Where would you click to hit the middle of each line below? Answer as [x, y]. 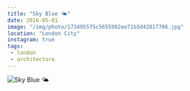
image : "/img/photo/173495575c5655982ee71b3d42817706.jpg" [96, 27]
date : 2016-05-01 [33, 20]
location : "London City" [44, 33]
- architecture [32, 59]
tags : [15, 46]
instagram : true [31, 40]
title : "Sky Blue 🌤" [39, 14]
